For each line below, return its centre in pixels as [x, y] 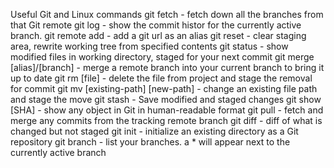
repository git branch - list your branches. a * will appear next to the [150, 142]
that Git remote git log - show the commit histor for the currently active [156, 25]
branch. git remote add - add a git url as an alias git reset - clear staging [158, 35]
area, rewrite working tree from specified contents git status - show [149, 46]
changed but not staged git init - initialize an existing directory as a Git [154, 131]
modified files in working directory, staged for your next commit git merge [162, 57]
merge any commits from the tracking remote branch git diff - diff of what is [166, 120]
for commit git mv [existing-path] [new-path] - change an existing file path [164, 88]
